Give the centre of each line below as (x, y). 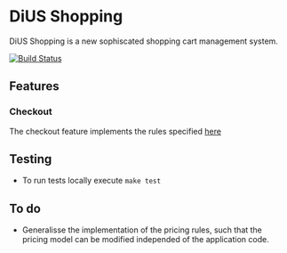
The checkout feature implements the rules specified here (116, 131)
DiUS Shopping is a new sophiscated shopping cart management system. (143, 41)
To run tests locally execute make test (92, 181)
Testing (31, 159)
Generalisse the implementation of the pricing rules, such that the (142, 230)
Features (34, 86)
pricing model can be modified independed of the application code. (145, 240)
